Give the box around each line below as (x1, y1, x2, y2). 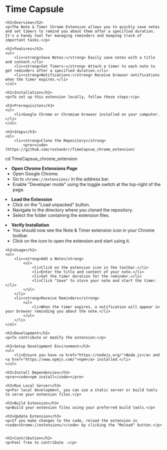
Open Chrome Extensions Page (11, 165, 77, 171)
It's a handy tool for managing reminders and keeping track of (5, 33, 142, 38)
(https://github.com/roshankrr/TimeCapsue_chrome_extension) (5, 146, 135, 152)
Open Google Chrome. (12, 170, 59, 176)
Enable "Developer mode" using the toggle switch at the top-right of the (12, 181, 161, 187)
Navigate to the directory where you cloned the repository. (12, 206, 133, 213)
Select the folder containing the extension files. (12, 212, 110, 218)
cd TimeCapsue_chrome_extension (5, 155, 77, 161)
